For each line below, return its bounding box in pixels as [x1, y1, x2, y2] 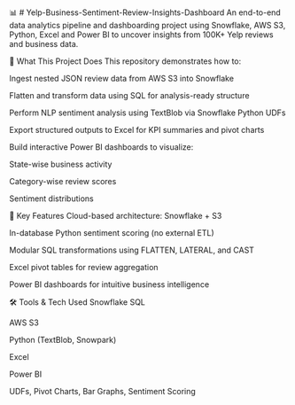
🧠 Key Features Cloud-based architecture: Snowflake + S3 [9, 211, 222, 221]
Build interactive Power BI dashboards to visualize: [9, 142, 194, 152]
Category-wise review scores [9, 176, 117, 186]
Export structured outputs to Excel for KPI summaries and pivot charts [9, 125, 265, 135]
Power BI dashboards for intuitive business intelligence [9, 279, 210, 290]
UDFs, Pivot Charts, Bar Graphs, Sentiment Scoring [9, 386, 197, 396]
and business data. [9, 39, 79, 49]
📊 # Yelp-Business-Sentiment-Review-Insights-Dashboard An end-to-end [9, 7, 281, 18]
